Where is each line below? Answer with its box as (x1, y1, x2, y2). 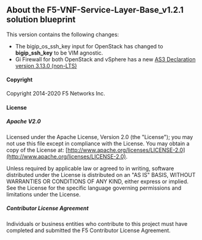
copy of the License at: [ (6, 146, 68, 154)
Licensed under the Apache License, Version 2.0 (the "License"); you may (6, 133, 193, 140)
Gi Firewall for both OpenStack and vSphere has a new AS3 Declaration (15, 55, 196, 63)
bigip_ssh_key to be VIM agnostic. (15, 49, 103, 56)
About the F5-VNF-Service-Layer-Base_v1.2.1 (6, 5, 184, 15)
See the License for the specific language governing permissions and (6, 184, 182, 192)
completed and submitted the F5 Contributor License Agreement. (6, 227, 171, 234)
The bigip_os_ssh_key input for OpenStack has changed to (15, 42, 163, 50)
